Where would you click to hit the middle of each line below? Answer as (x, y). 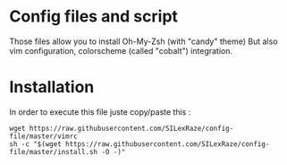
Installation (52, 87)
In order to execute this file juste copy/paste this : (100, 112)
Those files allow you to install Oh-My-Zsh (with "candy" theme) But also (144, 41)
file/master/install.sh (54, 152)
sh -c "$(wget (36, 144)
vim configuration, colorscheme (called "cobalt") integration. (121, 50)
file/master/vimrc (43, 136)
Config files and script (94, 17)
